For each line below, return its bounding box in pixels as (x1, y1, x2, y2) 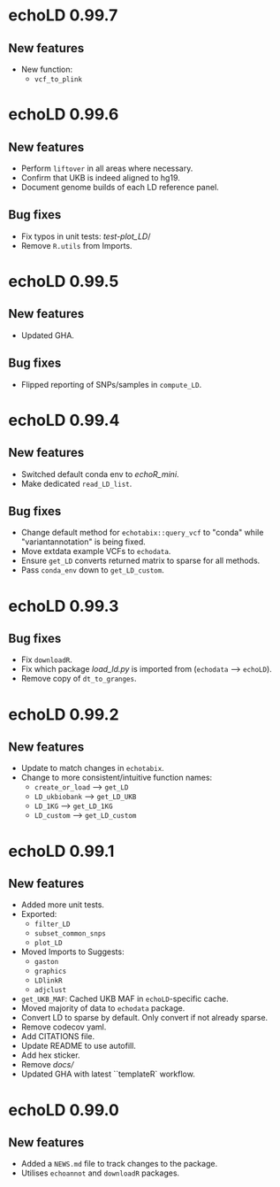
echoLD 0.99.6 (8, 104, 119, 125)
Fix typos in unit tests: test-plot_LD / (20, 231, 151, 242)
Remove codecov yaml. (20, 1021, 107, 1032)
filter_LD (34, 920, 72, 929)
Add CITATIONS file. (20, 1031, 95, 1042)
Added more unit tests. (20, 899, 105, 910)
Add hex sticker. (20, 1050, 80, 1060)
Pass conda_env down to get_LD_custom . (20, 565, 164, 575)
